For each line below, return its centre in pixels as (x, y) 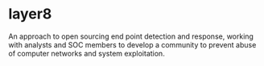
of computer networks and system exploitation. (87, 53)
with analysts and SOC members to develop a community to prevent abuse (132, 44)
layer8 (30, 14)
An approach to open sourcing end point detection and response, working (131, 36)
